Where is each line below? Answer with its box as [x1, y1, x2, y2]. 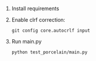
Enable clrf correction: [11, 16, 66, 23]
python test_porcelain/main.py [11, 49, 88, 55]
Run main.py [11, 38, 42, 45]
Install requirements [11, 5, 59, 12]
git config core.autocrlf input [11, 28, 90, 33]
